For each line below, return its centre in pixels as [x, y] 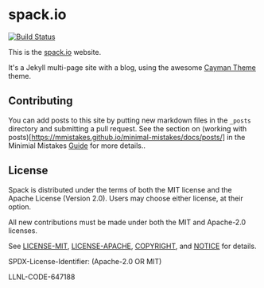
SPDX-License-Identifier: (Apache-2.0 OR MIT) [85, 261]
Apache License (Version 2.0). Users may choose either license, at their [126, 198]
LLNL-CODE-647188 [42, 277]
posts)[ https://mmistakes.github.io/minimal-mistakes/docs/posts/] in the [127, 137]
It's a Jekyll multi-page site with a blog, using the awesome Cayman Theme [132, 67]
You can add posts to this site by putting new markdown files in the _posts [130, 120]
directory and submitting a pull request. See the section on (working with [128, 128]
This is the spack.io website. [55, 52]
